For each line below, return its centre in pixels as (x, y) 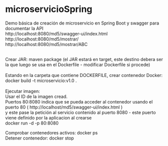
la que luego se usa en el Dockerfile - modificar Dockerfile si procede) (78, 64)
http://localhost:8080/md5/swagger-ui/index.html (56, 33)
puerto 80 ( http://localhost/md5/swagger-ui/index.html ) (64, 107)
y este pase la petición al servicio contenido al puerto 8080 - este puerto (81, 112)
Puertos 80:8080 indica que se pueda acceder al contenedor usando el (79, 101)
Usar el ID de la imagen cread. (36, 96)
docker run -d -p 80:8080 (32, 123)
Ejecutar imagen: (23, 91)
